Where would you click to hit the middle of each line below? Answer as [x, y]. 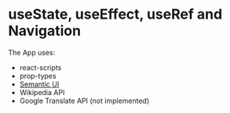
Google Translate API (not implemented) [84, 101]
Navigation [44, 31]
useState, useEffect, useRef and [115, 14]
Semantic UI [39, 84]
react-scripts [40, 67]
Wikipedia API [42, 92]
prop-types [38, 76]
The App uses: [32, 52]
